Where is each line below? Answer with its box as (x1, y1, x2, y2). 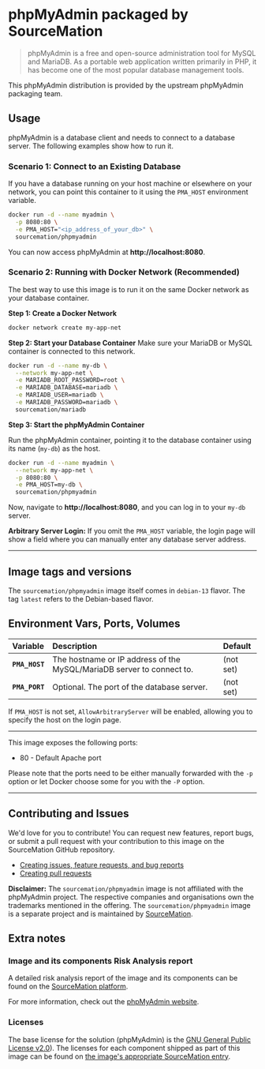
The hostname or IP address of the (52, 654, 181, 665)
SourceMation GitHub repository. (8, 845, 116, 854)
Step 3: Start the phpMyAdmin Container (8, 420, 145, 429)
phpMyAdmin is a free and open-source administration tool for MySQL (27, 48, 256, 58)
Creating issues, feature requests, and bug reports (19, 860, 184, 869)
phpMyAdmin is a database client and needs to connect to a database (8, 133, 235, 142)
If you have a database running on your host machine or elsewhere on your (8, 179, 252, 189)
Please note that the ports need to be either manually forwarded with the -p (8, 768, 254, 778)
